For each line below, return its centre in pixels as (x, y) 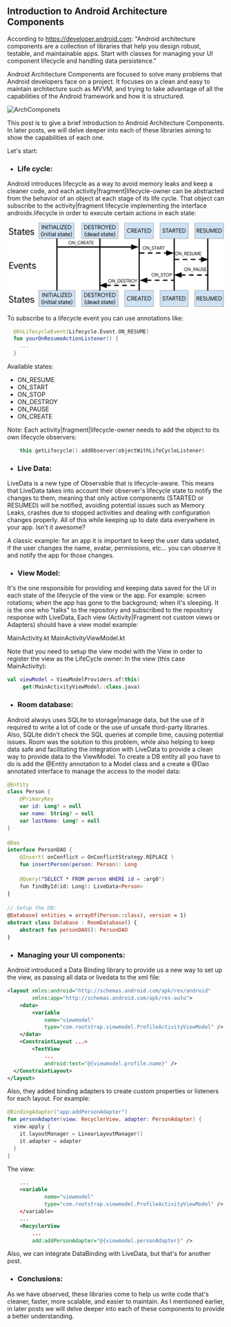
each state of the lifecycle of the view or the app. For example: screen (107, 595)
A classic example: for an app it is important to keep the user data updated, (114, 541)
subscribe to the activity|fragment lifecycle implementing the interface (107, 206)
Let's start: (22, 150)
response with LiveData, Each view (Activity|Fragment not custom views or (114, 617)
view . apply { (32, 1127)
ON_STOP (31, 395)
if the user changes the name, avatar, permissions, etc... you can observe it (114, 548)
